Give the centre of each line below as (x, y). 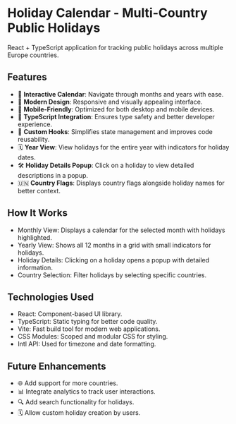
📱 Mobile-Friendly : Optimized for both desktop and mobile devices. (116, 109)
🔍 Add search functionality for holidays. (76, 402)
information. (35, 267)
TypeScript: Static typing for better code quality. (87, 322)
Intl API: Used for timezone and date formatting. (87, 344)
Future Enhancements (57, 366)
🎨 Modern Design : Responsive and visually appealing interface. (110, 102)
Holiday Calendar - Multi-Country (107, 13)
